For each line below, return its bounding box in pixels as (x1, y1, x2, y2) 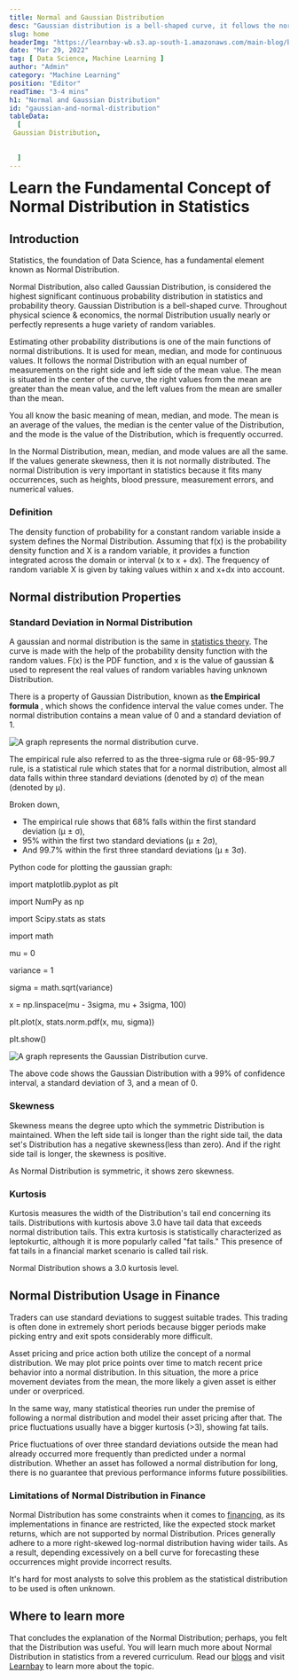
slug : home (9, 29, 50, 38)
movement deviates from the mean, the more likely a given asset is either (9, 1376, 277, 1386)
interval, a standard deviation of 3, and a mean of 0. (9, 1078, 198, 1088)
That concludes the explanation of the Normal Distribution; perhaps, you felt (9, 1632, 287, 1643)
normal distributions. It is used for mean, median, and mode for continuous (9, 346, 282, 357)
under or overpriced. (9, 1386, 85, 1396)
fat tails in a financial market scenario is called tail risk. (9, 1245, 208, 1256)
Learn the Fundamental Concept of (9, 177, 271, 198)
